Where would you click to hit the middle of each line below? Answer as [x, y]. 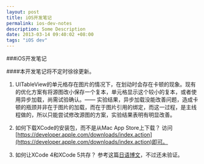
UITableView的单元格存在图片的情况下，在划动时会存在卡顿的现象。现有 [105, 84]
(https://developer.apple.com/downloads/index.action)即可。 [92, 142]
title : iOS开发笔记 [29, 18]
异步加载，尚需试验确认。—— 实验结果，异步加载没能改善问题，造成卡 [109, 99]
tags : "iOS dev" [27, 40]
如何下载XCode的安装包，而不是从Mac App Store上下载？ [88, 128]
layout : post [23, 12]
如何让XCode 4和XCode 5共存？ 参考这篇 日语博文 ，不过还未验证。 [99, 155]
